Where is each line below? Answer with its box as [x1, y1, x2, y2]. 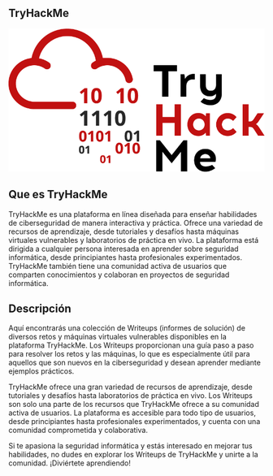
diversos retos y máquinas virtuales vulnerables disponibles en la [8, 332, 227, 342]
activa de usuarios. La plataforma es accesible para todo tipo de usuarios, [8, 408, 256, 418]
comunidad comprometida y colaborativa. [8, 426, 149, 435]
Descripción [8, 301, 71, 315]
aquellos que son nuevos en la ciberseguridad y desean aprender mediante [8, 357, 262, 368]
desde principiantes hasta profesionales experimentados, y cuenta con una [8, 417, 261, 426]
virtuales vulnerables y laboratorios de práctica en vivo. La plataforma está [8, 235, 259, 244]
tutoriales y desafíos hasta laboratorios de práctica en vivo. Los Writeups [8, 391, 253, 400]
